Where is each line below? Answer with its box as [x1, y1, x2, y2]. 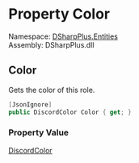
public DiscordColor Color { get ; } [8, 108, 132, 116]
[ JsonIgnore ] [8, 100, 53, 109]
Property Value [8, 127, 69, 138]
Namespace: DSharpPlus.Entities [8, 31, 119, 41]
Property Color [8, 5, 111, 23]
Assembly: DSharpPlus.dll [8, 40, 95, 49]
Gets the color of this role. [8, 85, 95, 94]
